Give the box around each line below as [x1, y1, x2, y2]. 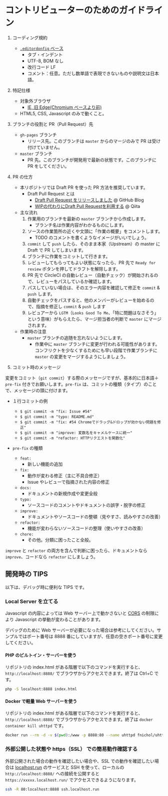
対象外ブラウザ [19, 98, 51, 104]
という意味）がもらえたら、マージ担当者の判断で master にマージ [27, 316, 161, 322]
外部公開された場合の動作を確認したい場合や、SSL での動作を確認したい [5, 758, 155, 764]
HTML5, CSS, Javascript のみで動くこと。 [19, 110, 107, 116]
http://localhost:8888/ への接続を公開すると [5, 770, 100, 776]
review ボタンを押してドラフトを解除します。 [27, 266, 121, 272]
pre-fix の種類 [12, 445, 43, 451]
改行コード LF [27, 64, 56, 70]
